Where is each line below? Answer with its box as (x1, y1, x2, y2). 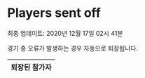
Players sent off (7, 5, 102, 21)
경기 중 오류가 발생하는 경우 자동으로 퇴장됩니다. (7, 44, 139, 52)
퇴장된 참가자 (11, 62, 52, 72)
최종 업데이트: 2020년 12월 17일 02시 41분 (7, 29, 123, 37)
